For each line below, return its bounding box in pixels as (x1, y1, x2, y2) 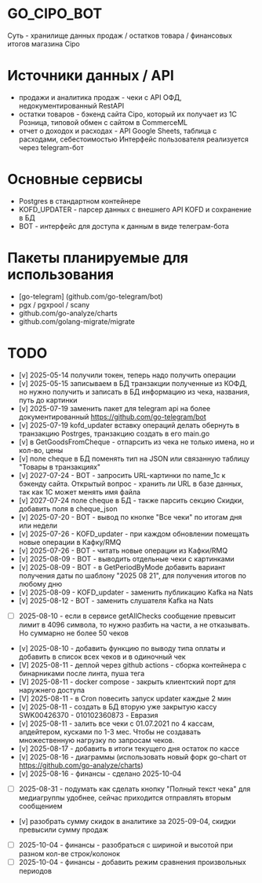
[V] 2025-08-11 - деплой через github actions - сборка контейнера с (18, 660, 247, 669)
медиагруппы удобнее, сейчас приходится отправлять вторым (18, 793, 231, 802)
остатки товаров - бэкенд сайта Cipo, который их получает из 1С (18, 109, 237, 119)
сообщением (18, 801, 64, 811)
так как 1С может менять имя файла (18, 487, 141, 496)
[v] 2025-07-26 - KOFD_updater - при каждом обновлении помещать (18, 528, 249, 539)
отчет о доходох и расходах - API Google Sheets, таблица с (18, 126, 217, 135)
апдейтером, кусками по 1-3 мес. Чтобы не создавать (18, 727, 202, 736)
